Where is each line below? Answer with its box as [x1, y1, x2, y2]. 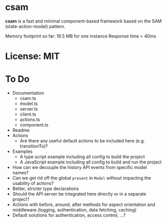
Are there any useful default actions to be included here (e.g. [19, 138, 146, 144]
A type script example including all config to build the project [19, 154, 145, 160]
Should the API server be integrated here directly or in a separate [12, 191, 147, 197]
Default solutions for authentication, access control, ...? [12, 212, 126, 218]
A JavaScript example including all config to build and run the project [19, 159, 162, 165]
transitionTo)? [19, 143, 48, 149]
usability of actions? [12, 180, 54, 186]
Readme [12, 127, 30, 133]
